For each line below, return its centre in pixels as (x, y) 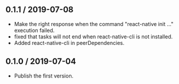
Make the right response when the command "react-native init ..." (94, 24)
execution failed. (34, 30)
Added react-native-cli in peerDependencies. (69, 43)
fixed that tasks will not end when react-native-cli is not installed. (93, 36)
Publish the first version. (44, 76)
